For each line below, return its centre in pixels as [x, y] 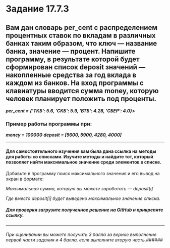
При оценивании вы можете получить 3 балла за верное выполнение [81, 235]
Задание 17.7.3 [38, 9]
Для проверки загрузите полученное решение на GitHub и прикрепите [84, 210]
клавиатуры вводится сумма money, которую [82, 91]
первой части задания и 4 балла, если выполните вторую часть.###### [84, 240]
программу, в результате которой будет [73, 59]
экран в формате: [25, 179]
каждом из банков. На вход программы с [75, 83]
